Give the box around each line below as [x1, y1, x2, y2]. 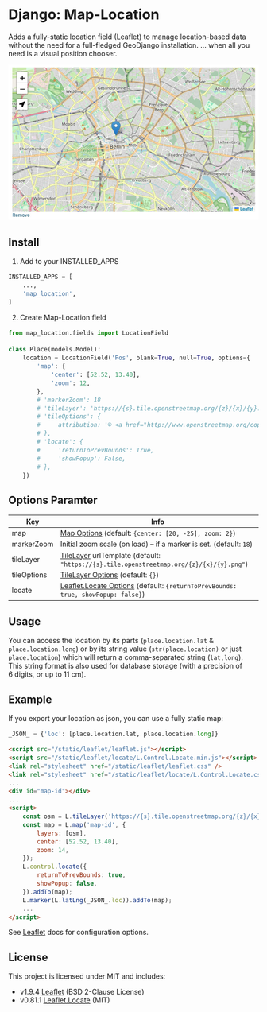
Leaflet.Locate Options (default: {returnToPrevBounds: [60, 581, 237, 591]
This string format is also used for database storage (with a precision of [8, 661, 243, 671]
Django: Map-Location [8, 6, 160, 24]
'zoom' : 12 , [50, 379, 91, 387]
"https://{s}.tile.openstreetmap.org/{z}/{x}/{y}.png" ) [60, 559, 249, 568]
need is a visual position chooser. [8, 48, 118, 58]
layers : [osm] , [37, 829, 87, 837]
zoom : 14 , [37, 846, 69, 854]
